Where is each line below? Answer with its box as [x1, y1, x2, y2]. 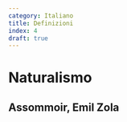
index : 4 [8, 26, 38, 35]
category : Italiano [8, 11, 74, 20]
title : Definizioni [8, 19, 74, 27]
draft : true [8, 34, 48, 43]
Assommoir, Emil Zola [8, 100, 120, 114]
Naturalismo [8, 69, 92, 87]
